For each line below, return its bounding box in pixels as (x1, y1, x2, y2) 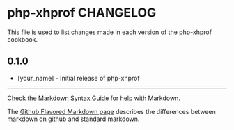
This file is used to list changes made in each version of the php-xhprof (7, 28, 212, 36)
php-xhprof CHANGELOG (7, 5, 157, 21)
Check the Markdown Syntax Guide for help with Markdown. (7, 94, 181, 102)
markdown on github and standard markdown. (7, 115, 140, 123)
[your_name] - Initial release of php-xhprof (17, 74, 141, 82)
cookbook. (7, 35, 38, 43)
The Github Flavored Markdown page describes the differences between (7, 107, 216, 115)
